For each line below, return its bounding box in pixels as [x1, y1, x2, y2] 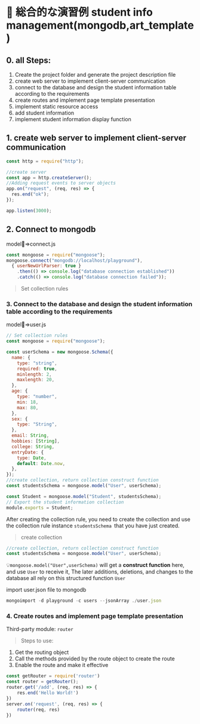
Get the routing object [14, 648, 69, 656]
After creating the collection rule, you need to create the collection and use [6, 515, 191, 523]
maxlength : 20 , [17, 377, 55, 383]
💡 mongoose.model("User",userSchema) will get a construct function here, [6, 562, 185, 569]
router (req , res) [17, 707, 60, 713]
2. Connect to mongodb [6, 224, 96, 234]
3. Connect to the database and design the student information [6, 300, 193, 308]
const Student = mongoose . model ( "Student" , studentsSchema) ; [6, 493, 162, 499]
